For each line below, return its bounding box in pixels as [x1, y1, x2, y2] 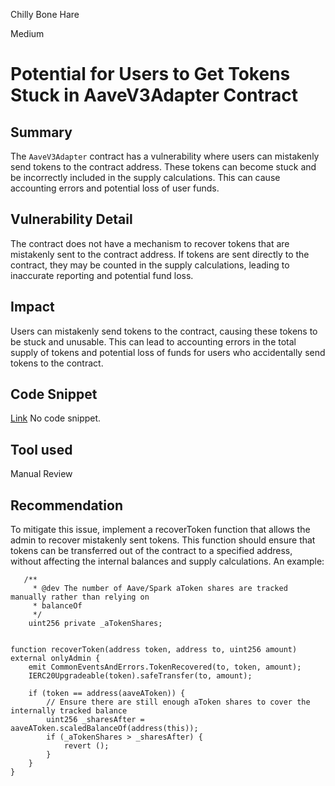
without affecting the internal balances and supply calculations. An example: [10, 555, 325, 568]
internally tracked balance [10, 706, 128, 716]
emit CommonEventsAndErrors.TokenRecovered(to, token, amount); [28, 662, 302, 673]
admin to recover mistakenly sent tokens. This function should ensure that [10, 534, 316, 546]
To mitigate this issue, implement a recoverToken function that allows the [10, 524, 311, 536]
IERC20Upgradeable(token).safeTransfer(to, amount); [28, 671, 253, 681]
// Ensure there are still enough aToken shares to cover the [46, 697, 311, 708]
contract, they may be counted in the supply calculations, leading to [10, 259, 290, 271]
